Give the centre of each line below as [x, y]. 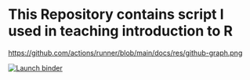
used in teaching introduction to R [121, 31]
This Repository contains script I [116, 15]
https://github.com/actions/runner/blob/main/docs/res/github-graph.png [125, 53]
